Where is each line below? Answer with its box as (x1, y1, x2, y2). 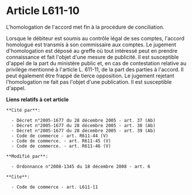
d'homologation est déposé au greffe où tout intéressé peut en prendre (6, 47, 177, 54)
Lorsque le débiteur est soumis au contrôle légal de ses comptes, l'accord (6, 35, 185, 42)
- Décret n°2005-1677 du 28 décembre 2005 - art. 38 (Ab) (11, 122, 156, 128)
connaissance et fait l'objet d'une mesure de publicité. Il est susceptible (6, 53, 179, 60)
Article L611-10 (6, 4, 80, 18)
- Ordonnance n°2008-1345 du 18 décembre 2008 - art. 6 (11, 163, 150, 169)
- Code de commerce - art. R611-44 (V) (11, 133, 109, 139)
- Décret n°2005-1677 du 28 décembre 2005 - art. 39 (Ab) (11, 128, 156, 134)
